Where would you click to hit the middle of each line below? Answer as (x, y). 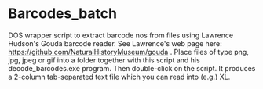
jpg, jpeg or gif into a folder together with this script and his (104, 60)
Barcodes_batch (63, 14)
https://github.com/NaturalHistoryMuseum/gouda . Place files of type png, (128, 52)
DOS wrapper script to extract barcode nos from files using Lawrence (121, 35)
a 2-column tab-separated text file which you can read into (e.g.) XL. (119, 77)
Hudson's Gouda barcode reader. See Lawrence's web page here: (115, 43)
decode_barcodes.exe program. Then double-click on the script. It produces (132, 68)
